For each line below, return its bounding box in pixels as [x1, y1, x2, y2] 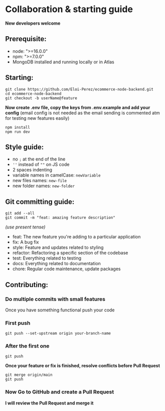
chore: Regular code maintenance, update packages [12, 266, 121, 272]
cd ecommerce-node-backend [5, 91, 62, 96]
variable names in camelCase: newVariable [12, 172, 101, 178]
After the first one [5, 343, 50, 350]
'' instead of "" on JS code [12, 161, 70, 168]
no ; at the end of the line [12, 156, 66, 162]
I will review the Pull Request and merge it [5, 400, 94, 406]
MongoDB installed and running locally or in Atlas [12, 59, 114, 65]
